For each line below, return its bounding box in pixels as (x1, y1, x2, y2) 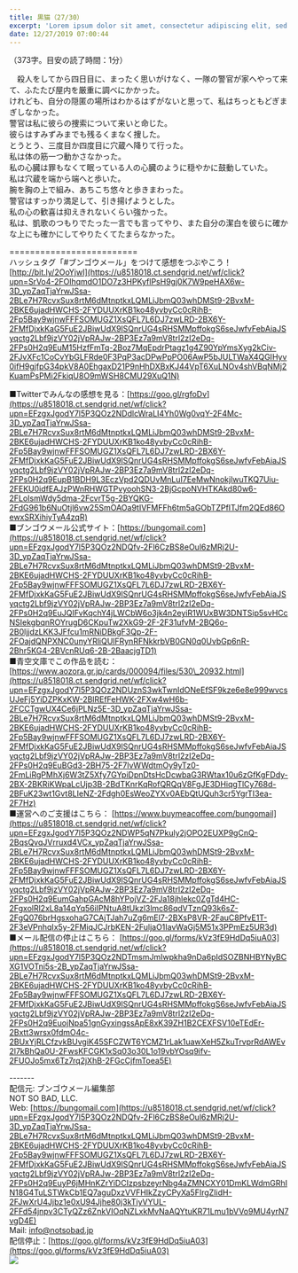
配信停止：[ (9, 1236, 51, 1246)
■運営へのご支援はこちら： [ (9, 808, 115, 819)
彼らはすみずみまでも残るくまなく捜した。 (9, 129, 165, 140)
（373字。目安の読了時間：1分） (9, 55, 128, 66)
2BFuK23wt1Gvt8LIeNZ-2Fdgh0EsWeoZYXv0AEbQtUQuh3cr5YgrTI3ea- (9, 788, 272, 799)
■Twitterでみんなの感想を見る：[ (9, 389, 130, 400)
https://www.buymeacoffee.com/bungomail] (114, 808, 277, 819)
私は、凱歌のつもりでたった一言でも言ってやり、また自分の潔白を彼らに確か (9, 218, 288, 229)
